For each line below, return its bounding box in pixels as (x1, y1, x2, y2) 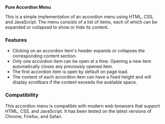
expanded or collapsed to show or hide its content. (5, 24, 109, 30)
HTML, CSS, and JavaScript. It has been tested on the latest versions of (5, 108, 152, 114)
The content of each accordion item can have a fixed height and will (12, 74, 151, 80)
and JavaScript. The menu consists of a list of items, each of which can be (5, 19, 158, 25)
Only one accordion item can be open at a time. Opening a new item (12, 58, 152, 64)
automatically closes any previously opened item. (12, 64, 113, 70)
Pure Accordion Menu (5, 4, 51, 10)
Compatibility (5, 91, 39, 98)
